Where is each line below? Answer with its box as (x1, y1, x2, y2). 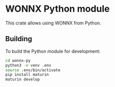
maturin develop (5, 77, 40, 82)
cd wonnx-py (5, 58, 31, 63)
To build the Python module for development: (5, 48, 101, 54)
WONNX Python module (5, 3, 110, 15)
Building (5, 35, 32, 43)
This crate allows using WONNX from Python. (5, 20, 101, 26)
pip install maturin (5, 72, 50, 77)
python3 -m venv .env (5, 63, 52, 68)
